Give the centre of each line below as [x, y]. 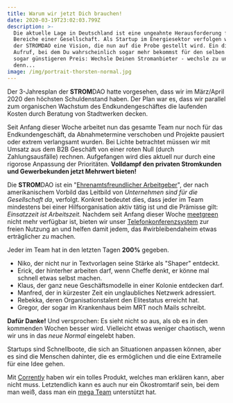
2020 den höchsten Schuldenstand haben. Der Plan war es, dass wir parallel [116, 98]
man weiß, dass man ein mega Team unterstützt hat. [82, 392]
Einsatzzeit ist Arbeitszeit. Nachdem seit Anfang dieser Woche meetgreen [113, 214]
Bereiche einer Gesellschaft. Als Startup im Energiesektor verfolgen [118, 40]
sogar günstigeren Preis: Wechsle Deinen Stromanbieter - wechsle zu [116, 59]
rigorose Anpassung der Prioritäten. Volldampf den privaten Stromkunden [114, 164]
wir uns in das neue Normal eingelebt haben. [71, 335]
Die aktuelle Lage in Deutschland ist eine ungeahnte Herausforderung [118, 33]
